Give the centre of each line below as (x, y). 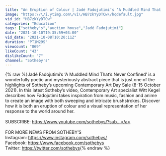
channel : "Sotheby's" (28, 60)
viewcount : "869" (23, 47)
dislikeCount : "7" (24, 56)
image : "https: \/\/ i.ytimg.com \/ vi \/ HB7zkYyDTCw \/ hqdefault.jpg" (74, 14)
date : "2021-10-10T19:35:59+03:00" (42, 33)
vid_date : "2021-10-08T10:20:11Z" (41, 38)
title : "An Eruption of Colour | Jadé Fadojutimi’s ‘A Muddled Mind (78, 10)
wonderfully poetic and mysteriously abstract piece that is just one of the (80, 80)
